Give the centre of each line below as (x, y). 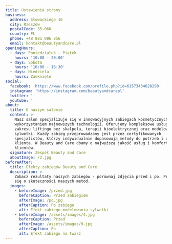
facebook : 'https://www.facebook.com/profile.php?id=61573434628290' (85, 86)
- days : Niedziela (30, 72)
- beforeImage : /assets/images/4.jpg (55, 215)
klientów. (25, 148)
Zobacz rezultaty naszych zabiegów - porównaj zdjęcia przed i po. (88, 176)
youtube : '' (23, 100)
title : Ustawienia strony (33, 10)
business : (16, 15)
